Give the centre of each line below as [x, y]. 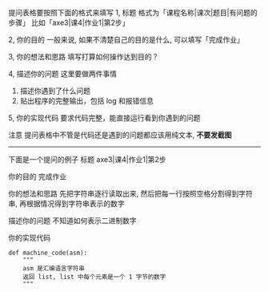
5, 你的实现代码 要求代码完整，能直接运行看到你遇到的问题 [104, 118]
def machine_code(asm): [48, 253]
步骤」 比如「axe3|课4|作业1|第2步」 [69, 22]
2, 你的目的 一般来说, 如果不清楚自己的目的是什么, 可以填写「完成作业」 [126, 40]
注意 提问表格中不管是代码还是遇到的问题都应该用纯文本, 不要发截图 [120, 135]
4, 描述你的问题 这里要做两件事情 [63, 74]
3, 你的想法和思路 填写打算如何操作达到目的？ [84, 57]
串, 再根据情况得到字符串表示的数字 [66, 203]
